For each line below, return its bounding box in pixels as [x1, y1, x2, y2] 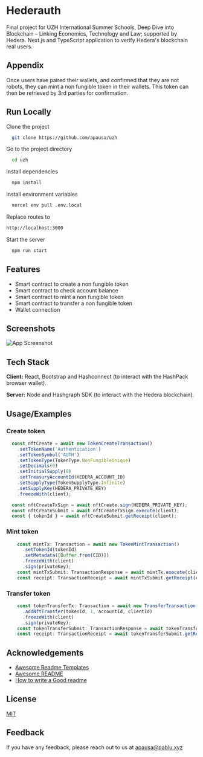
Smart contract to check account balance [14, 286, 119, 294]
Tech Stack [6, 357, 50, 367]
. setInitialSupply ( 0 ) [17, 469, 71, 475]
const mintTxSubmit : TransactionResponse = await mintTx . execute [17, 569, 185, 575]
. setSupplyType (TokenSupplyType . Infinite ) [17, 480, 126, 486]
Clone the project [6, 123, 50, 130]
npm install [11, 179, 42, 186]
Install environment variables [6, 191, 78, 198]
